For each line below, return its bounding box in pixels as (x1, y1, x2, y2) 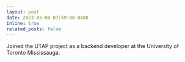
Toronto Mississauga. (6, 49, 60, 57)
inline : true (6, 20, 40, 26)
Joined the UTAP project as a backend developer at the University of (6, 43, 179, 50)
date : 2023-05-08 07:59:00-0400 (6, 15, 89, 21)
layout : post (6, 9, 40, 15)
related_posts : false (6, 26, 62, 32)
